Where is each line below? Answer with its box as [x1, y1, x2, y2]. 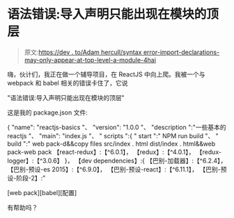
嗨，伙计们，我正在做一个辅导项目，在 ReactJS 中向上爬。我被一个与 [7, 70, 205, 78]
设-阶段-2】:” [7, 174, 46, 182]
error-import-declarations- [143, 48, 220, 56]
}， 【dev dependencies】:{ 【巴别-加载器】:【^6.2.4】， [64, 156, 227, 165]
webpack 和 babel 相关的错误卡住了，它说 [7, 78, 128, 87]
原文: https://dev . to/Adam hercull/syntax [24, 48, 142, 56]
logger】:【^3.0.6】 [7, 156, 63, 165]
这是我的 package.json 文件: [7, 108, 88, 117]
